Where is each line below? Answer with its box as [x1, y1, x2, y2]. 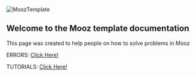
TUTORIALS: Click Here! [6, 63, 67, 70]
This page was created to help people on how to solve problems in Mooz [6, 40, 190, 47]
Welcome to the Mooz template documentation [6, 23, 190, 33]
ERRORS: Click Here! [6, 51, 59, 58]
